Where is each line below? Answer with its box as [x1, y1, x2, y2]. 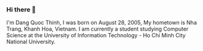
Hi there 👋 [6, 5, 37, 14]
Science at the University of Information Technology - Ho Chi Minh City [6, 32, 186, 39]
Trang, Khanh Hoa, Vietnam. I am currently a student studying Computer [6, 25, 189, 32]
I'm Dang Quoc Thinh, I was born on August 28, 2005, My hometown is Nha [6, 19, 197, 26]
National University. [6, 38, 56, 46]
